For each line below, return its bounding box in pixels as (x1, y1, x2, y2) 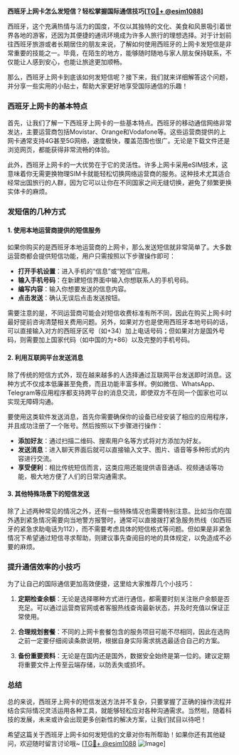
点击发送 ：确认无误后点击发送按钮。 (17, 293, 124, 302)
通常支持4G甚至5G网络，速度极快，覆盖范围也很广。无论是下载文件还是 (19, 137, 230, 145)
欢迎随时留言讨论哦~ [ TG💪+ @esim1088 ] (19, 739, 166, 748)
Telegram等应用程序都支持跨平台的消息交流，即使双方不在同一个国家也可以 (7, 388, 228, 397)
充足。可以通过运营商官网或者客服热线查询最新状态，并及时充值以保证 (17, 603, 224, 612)
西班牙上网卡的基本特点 (7, 101, 87, 111)
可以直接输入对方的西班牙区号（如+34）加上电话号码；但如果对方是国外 (7, 327, 219, 335)
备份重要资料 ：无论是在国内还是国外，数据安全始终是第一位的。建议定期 (17, 652, 230, 660)
